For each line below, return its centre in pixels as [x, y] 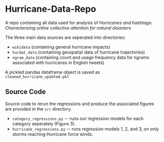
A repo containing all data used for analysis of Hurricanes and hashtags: [79, 23]
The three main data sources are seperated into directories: [66, 37]
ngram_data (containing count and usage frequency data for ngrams [81, 57]
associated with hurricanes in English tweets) [58, 62]
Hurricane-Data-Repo [51, 9]
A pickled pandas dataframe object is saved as [52, 72]
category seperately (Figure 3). [44, 123]
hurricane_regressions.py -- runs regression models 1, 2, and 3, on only [85, 129]
